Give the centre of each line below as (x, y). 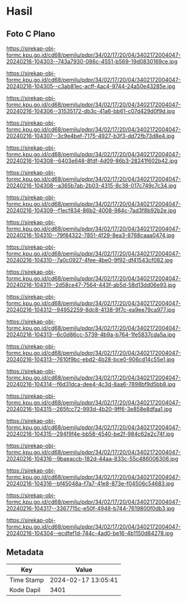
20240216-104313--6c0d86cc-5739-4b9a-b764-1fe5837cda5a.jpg (91, 335)
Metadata (25, 552)
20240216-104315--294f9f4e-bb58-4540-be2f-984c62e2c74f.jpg (90, 434)
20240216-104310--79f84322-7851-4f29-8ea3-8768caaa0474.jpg (90, 235)
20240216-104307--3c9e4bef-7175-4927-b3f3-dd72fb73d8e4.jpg (90, 136)
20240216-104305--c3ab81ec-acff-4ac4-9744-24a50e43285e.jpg (91, 86)
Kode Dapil (25, 590)
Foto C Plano (31, 34)
